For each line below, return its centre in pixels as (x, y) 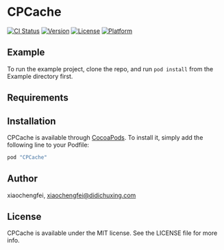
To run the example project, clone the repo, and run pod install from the (110, 68)
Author (22, 179)
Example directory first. (40, 76)
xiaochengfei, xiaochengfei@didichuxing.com (72, 195)
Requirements (38, 98)
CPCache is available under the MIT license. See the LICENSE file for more (112, 233)
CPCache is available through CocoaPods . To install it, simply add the (105, 137)
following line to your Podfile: (48, 145)
